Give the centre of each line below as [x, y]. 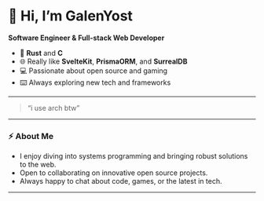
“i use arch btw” [53, 108]
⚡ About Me [31, 136]
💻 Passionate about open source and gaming [93, 71]
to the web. [38, 165]
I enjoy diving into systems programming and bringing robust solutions [134, 156]
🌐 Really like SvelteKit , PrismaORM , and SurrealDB [103, 61]
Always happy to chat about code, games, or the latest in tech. [121, 181]
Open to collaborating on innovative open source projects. [114, 173]
